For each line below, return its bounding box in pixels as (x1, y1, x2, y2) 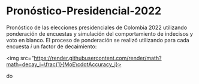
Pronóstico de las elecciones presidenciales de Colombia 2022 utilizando (6, 24, 188, 31)
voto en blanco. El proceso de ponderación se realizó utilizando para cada (6, 36, 190, 43)
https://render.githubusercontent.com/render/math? (34, 54, 162, 61)
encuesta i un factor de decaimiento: (6, 43, 97, 50)
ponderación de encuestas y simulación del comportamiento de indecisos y (6, 30, 194, 37)
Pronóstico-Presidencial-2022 (6, 4, 162, 18)
